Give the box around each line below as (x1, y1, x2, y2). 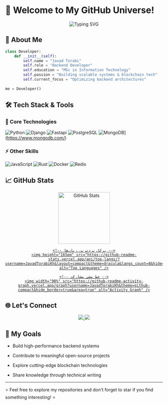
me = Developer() (5, 86, 41, 91)
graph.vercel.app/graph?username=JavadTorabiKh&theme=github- (17, 283, 150, 288)
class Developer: (5, 49, 41, 54)
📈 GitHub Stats (5, 176, 54, 184)
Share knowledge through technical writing (12, 372, 101, 378)
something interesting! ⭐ (5, 394, 56, 400)
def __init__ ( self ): (14, 54, 57, 59)
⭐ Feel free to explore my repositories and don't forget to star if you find (5, 387, 153, 393)
